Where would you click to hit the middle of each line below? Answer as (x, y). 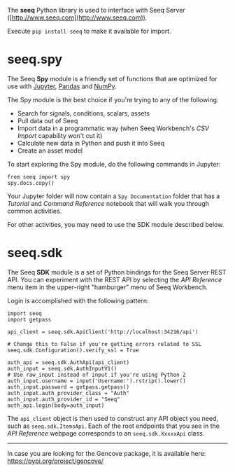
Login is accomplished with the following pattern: (78, 300)
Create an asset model (50, 151)
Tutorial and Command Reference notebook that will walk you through (108, 203)
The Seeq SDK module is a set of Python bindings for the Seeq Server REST (117, 272)
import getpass (29, 319)
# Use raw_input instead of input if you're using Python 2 (97, 375)
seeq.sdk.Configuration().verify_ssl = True (73, 350)
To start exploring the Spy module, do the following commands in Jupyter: (114, 164)
